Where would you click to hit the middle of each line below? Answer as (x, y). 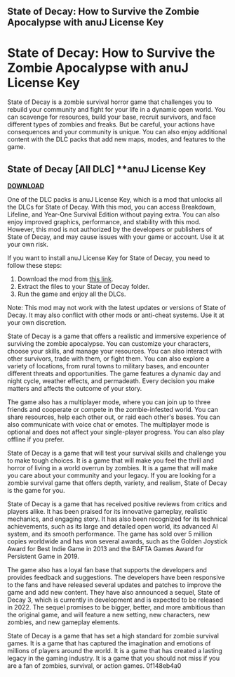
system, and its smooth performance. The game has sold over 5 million (110, 534)
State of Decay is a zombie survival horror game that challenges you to (110, 102)
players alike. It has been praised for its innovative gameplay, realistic (108, 512)
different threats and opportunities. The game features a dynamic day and (114, 374)
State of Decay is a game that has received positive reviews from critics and (117, 504)
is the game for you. (36, 491)
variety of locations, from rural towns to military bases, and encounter (108, 366)
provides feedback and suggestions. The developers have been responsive (116, 578)
